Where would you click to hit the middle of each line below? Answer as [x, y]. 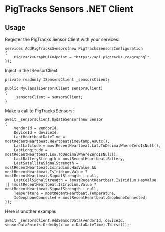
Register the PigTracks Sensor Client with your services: [62, 39]
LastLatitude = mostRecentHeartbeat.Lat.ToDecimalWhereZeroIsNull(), [87, 146]
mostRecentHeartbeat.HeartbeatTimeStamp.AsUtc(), [57, 141]
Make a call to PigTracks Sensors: [40, 111]
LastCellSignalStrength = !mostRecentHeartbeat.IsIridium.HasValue [85, 180]
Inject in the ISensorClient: [32, 71]
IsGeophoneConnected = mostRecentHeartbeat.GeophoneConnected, [81, 198]
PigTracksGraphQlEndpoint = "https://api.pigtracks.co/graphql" [82, 57]
